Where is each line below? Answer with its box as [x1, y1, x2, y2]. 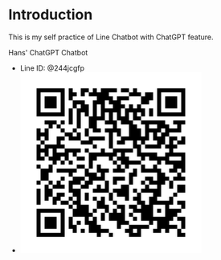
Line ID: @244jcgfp [19, 63, 84, 73]
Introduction [8, 6, 93, 24]
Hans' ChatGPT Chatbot [8, 47, 88, 57]
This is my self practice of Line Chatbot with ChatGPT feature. [8, 32, 215, 42]
